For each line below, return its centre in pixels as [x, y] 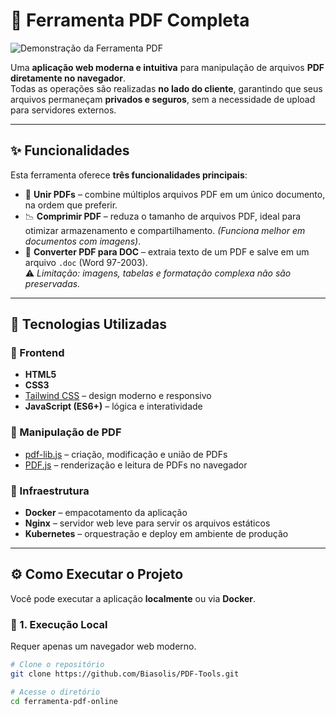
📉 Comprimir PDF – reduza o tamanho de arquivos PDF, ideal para [163, 216]
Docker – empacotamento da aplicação [106, 513]
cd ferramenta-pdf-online [64, 701]
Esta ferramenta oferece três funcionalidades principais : [129, 175]
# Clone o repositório [57, 665]
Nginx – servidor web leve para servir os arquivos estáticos [147, 523]
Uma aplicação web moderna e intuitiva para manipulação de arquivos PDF [167, 67]
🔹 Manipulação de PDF [66, 432]
